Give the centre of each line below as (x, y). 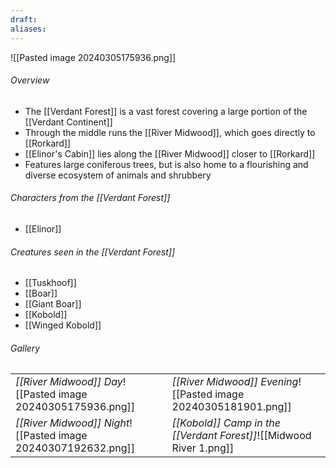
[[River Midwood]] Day (69, 382)
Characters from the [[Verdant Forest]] (90, 198)
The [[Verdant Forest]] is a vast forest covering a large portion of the (166, 111)
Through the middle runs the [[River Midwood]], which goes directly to (170, 132)
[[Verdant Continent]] (68, 122)
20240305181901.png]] (231, 407)
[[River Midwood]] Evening (235, 382)
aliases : (28, 29)
